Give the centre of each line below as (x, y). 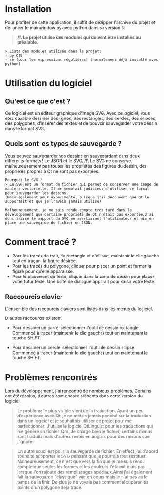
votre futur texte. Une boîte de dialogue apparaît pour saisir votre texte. (84, 281)
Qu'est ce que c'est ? (38, 101)
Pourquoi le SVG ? (24, 180)
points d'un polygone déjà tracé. (50, 487)
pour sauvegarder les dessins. (37, 193)
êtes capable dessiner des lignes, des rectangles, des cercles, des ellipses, (81, 118)
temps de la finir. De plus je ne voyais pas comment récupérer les (83, 482)
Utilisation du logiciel (49, 83)
